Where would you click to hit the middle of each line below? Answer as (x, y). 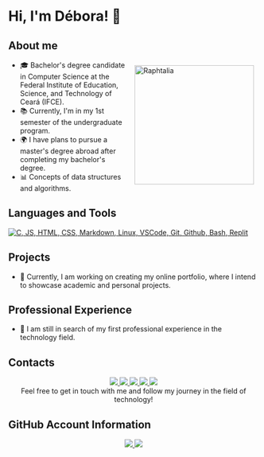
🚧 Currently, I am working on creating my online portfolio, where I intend (138, 277)
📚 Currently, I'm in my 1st (62, 111)
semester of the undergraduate (71, 122)
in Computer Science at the (64, 76)
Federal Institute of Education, (69, 85)
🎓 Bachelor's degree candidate (72, 65)
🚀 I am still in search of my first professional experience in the (121, 329)
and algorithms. (45, 188)
